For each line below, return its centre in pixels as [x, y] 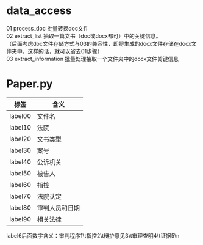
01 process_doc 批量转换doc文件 [48, 28]
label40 [20, 161]
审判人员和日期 [59, 208]
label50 [20, 173]
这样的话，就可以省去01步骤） [65, 51]
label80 [20, 207]
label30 [20, 150]
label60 [20, 185]
